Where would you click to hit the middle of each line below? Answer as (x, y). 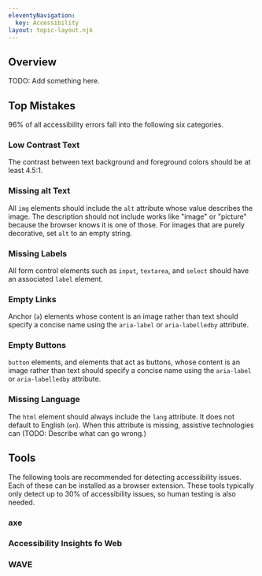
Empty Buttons (37, 345)
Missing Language (44, 400)
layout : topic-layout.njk (50, 30)
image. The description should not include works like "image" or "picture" (127, 216)
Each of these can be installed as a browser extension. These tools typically (131, 486)
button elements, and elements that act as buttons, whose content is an (124, 362)
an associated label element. (56, 279)
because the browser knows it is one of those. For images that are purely (127, 224)
